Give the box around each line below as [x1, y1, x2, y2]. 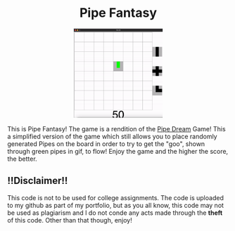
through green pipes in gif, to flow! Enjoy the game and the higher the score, [7, 147, 229, 155]
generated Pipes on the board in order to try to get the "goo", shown [7, 139, 205, 148]
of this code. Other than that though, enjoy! [7, 216, 132, 224]
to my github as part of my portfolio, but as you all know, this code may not [7, 201, 224, 209]
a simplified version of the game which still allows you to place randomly [7, 132, 217, 140]
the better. [7, 154, 37, 163]
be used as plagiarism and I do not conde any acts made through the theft [7, 209, 223, 217]
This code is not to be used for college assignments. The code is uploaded [7, 193, 224, 202]
